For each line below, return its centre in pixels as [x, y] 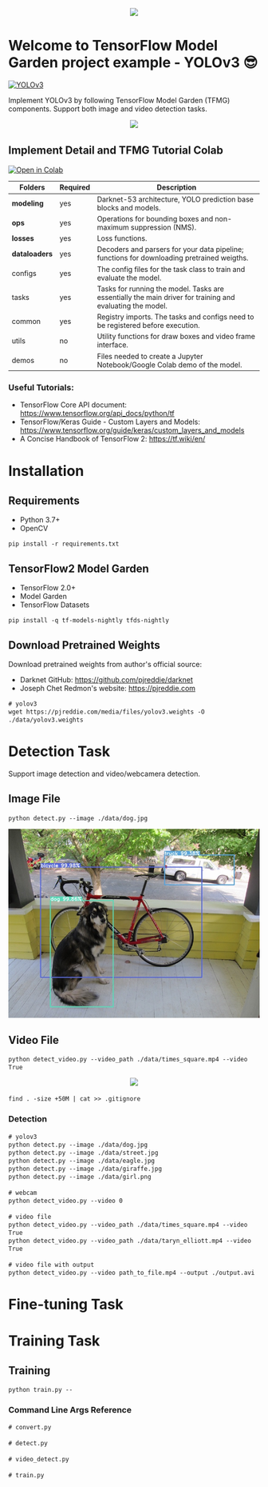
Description [177, 187]
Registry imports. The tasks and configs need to [175, 317]
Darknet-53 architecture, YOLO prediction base [175, 199]
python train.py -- [41, 1389]
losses [23, 238]
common [26, 321]
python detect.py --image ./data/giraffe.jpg [85, 1169]
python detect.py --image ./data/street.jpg [83, 1153]
